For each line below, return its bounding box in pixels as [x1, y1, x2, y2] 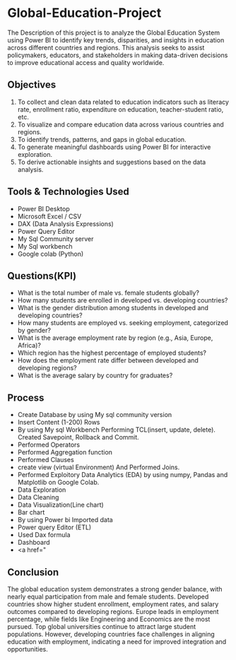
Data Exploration [17, 485, 66, 494]
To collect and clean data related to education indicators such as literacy [17, 98, 230, 106]
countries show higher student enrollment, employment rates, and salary [7, 600, 219, 608]
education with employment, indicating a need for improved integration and [7, 637, 227, 646]
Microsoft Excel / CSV [17, 212, 82, 220]
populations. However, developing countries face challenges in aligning [7, 630, 216, 638]
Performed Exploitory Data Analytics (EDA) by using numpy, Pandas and [17, 471, 228, 479]
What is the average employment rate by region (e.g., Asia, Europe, [17, 334, 213, 342]
